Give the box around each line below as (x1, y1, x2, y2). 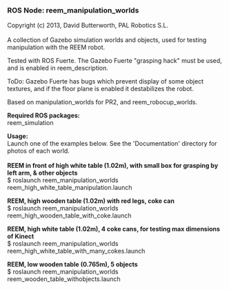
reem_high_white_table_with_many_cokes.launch (7, 247, 146, 255)
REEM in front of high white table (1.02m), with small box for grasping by (7, 162, 219, 170)
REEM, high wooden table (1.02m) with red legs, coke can (7, 197, 175, 205)
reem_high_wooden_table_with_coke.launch (7, 211, 132, 220)
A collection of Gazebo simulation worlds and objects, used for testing (7, 36, 207, 44)
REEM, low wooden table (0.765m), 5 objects (7, 260, 138, 269)
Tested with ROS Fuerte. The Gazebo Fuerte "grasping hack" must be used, (7, 57, 222, 65)
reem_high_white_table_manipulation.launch (7, 184, 132, 192)
